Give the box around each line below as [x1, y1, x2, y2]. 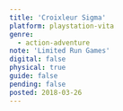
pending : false [9, 80, 66, 89]
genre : [9, 30, 34, 38]
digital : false [9, 55, 66, 64]
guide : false [9, 72, 58, 81]
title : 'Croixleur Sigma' [9, 13, 106, 22]
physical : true [9, 64, 66, 73]
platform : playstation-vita [9, 21, 115, 30]
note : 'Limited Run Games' [9, 47, 110, 55]
